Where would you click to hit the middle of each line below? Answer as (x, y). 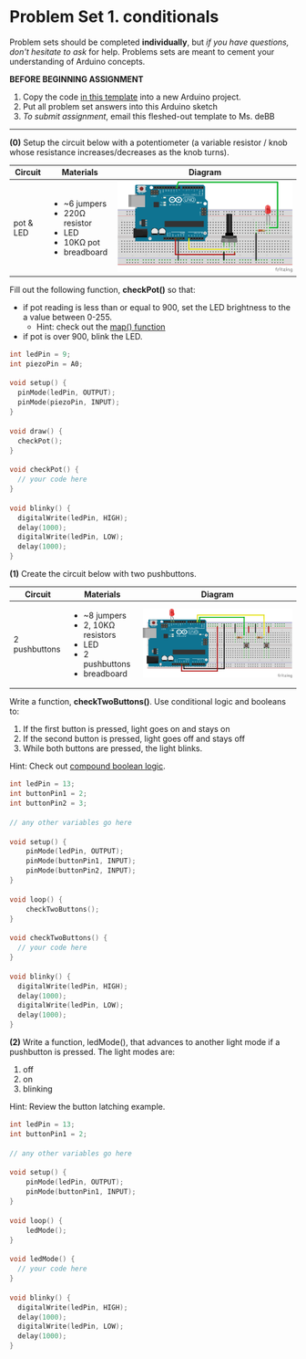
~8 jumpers (105, 615)
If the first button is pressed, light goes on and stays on (126, 729)
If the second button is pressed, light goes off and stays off (134, 739)
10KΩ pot (82, 242)
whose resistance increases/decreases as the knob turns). (119, 152)
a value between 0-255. (67, 317)
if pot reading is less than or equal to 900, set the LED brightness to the (157, 307)
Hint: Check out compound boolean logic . (87, 766)
